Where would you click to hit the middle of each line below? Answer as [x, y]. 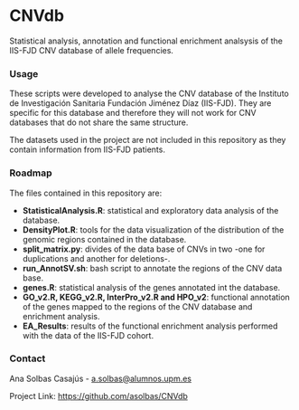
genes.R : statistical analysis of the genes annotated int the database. [151, 287]
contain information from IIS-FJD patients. [87, 149]
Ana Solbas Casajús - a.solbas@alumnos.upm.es [101, 378]
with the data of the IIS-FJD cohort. [88, 335]
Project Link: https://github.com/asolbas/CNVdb [98, 396]
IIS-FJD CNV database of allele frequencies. [92, 50]
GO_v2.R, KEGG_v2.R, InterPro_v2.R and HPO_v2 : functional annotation [156, 297]
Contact [28, 358]
